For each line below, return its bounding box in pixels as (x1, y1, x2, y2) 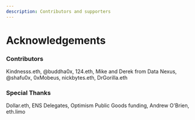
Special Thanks (6, 89, 51, 97)
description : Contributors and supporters (6, 8, 111, 15)
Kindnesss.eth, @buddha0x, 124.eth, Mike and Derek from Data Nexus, (6, 68, 177, 75)
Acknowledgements (6, 33, 106, 47)
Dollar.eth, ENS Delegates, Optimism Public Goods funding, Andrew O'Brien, (6, 102, 190, 109)
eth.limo (6, 108, 26, 115)
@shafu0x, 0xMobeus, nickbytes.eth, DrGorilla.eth (6, 74, 128, 81)
